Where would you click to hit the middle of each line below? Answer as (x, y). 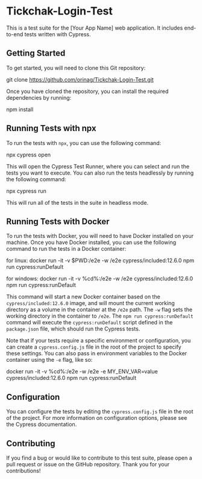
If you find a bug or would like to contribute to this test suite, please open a (99, 458)
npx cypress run (27, 191)
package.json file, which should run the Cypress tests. (73, 329)
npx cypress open (29, 155)
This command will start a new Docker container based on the (84, 297)
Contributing (31, 443)
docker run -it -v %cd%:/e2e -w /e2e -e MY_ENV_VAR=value (82, 371)
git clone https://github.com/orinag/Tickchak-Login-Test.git (80, 79)
